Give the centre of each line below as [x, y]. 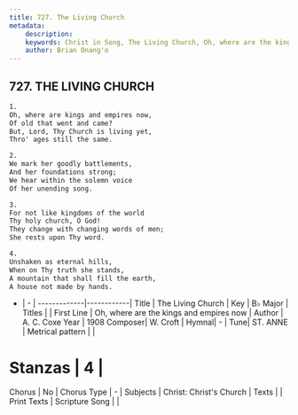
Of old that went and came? [61, 123]
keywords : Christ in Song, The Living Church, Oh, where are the [149, 42]
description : [49, 34]
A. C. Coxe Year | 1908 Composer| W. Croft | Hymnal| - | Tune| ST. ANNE [155, 322]
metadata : [27, 26]
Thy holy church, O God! [55, 221]
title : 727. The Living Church [67, 17]
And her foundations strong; [63, 172]
